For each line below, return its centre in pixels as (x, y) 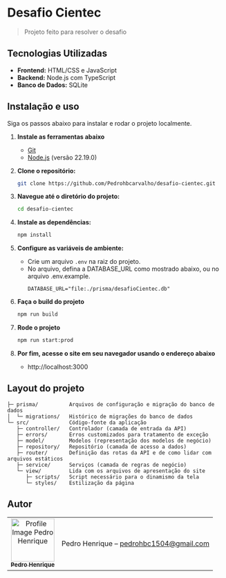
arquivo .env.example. (59, 276)
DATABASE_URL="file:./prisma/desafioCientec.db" (99, 289)
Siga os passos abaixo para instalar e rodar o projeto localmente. (100, 123)
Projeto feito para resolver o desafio (75, 32)
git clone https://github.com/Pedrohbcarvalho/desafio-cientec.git (116, 183)
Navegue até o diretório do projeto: (68, 196)
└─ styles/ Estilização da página (80, 483)
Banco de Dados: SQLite (53, 85)
